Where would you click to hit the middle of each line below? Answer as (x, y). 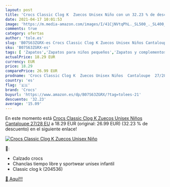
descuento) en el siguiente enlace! (41, 129)
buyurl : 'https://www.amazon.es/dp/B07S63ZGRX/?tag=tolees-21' (73, 95)
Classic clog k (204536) (38, 169)
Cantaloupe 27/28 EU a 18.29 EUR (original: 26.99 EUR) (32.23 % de (77, 124)
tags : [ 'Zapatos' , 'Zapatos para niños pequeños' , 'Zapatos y (71, 52)
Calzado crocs (28, 158)
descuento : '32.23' (26, 99)
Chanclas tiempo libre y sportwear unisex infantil (63, 164)
